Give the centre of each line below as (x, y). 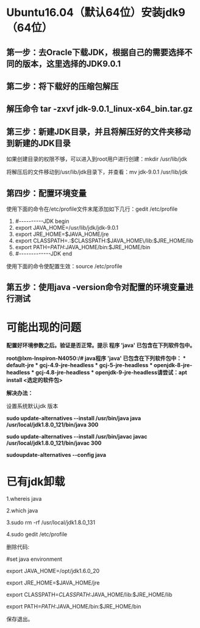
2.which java (22, 511)
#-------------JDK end (44, 254)
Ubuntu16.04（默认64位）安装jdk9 (96, 13)
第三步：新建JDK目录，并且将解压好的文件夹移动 (98, 132)
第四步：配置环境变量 (46, 193)
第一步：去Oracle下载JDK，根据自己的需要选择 (95, 52)
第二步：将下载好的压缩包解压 (62, 86)
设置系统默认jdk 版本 (32, 406)
